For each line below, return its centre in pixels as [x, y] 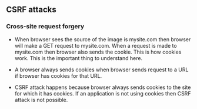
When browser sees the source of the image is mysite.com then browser [103, 39]
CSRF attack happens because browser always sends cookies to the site [103, 87]
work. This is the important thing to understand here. [79, 58]
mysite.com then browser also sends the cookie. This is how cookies [98, 52]
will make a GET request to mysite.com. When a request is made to [96, 45]
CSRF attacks [31, 10]
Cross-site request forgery [45, 27]
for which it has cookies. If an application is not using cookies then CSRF [103, 93]
